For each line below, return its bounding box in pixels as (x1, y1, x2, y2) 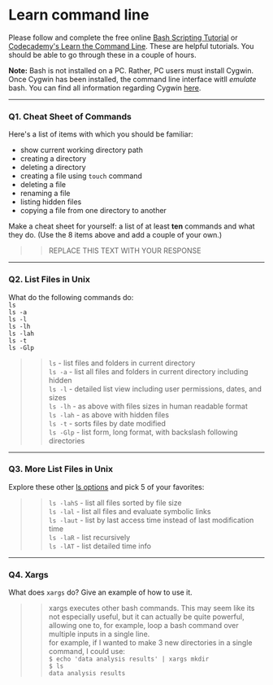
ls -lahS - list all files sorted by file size (48, 498, 182, 508)
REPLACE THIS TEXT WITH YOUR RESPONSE (48, 246, 201, 255)
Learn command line (8, 6, 149, 24)
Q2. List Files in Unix (8, 274, 91, 286)
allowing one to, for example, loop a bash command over (48, 621, 240, 630)
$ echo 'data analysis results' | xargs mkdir (48, 655, 210, 664)
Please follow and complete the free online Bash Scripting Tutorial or (8, 33, 238, 42)
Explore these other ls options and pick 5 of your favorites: (8, 482, 205, 491)
